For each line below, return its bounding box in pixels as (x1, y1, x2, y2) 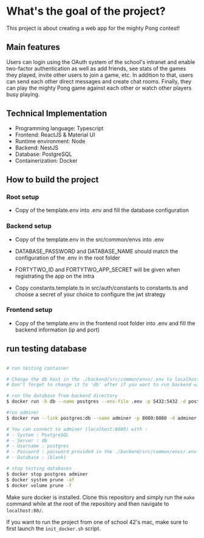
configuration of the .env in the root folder (15, 254, 120, 261)
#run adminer (6, 409, 39, 416)
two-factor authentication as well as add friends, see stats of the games (6, 65, 186, 72)
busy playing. (6, 90, 40, 98)
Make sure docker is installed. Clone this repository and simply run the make (6, 494, 195, 501)
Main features (6, 42, 61, 52)
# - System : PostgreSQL (6, 431, 69, 438)
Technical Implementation (6, 108, 107, 119)
